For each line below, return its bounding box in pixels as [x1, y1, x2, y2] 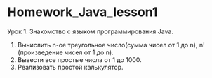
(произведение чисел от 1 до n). [17, 48, 114, 56]
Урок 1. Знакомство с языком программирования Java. [7, 27, 174, 36]
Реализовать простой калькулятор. [17, 63, 124, 71]
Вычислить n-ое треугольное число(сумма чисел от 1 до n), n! [17, 40, 205, 49]
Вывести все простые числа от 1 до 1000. [17, 55, 142, 63]
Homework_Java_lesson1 [7, 4, 158, 20]
